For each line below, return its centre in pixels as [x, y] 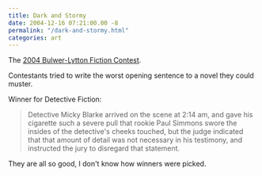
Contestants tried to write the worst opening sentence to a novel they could [131, 75]
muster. [21, 84]
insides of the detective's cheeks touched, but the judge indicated [135, 132]
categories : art [35, 38]
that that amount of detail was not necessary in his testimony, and [135, 140]
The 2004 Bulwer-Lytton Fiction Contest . [75, 60]
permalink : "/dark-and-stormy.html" [68, 30]
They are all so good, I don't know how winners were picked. [107, 164]
